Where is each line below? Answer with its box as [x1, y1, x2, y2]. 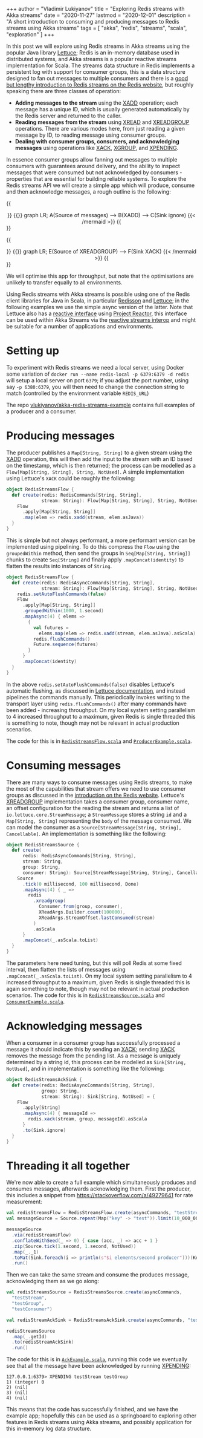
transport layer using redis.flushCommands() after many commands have [6, 700, 187, 707]
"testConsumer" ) [11, 1306, 53, 1312]
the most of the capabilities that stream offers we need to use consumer [6, 785, 186, 792]
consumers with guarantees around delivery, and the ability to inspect [6, 163, 180, 169]
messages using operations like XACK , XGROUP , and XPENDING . [14, 145, 179, 151]
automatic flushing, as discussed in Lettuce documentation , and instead [6, 687, 185, 694]
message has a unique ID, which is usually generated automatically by [14, 106, 190, 113]
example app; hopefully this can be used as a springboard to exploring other [6, 1412, 197, 1419]
